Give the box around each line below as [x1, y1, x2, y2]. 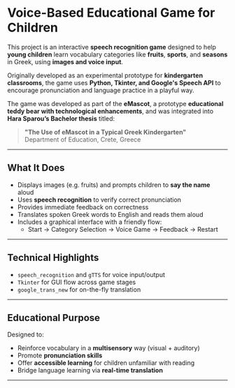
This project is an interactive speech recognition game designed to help [7, 43, 217, 51]
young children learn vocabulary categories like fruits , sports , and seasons [7, 50, 228, 59]
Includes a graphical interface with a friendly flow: [17, 218, 162, 226]
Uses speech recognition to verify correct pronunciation [17, 195, 182, 204]
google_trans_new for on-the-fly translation [17, 285, 141, 294]
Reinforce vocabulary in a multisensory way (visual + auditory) [17, 344, 201, 352]
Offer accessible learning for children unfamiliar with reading [17, 359, 195, 367]
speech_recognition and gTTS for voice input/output [17, 270, 166, 278]
